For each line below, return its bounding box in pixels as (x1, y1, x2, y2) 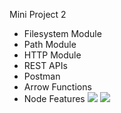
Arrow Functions (23, 81, 92, 93)
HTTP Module (23, 49, 82, 61)
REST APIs (23, 60, 68, 71)
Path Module (23, 39, 77, 50)
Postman (23, 70, 61, 82)
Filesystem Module (23, 28, 102, 39)
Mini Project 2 (9, 9, 67, 20)
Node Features (23, 93, 86, 104)
